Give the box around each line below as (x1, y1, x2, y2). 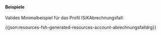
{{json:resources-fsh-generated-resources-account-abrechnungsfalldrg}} (5, 25, 157, 31)
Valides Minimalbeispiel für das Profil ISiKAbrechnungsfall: (5, 15, 124, 21)
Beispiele (5, 4, 25, 10)
